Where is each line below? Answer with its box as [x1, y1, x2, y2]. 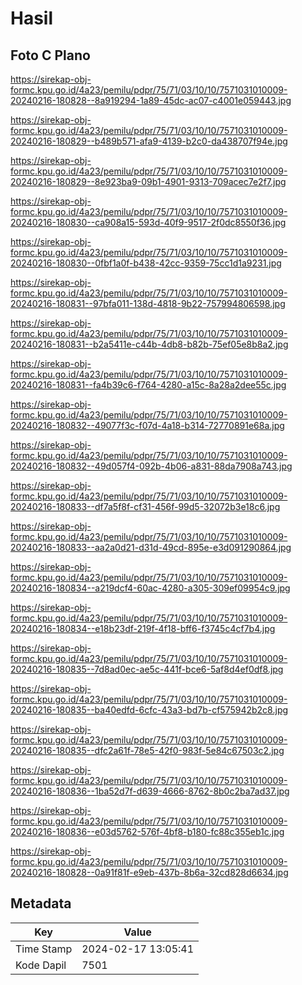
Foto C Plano [10, 47, 91, 64]
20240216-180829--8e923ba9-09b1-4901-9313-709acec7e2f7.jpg [10, 176, 287, 187]
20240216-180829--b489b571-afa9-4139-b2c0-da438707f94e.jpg [10, 135, 288, 147]
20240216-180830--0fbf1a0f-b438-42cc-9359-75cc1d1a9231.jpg [10, 257, 282, 269]
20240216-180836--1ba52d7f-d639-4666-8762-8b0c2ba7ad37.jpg [10, 785, 290, 797]
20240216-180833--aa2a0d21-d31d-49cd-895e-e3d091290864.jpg [10, 542, 292, 553]
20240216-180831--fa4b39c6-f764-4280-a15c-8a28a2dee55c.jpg [10, 379, 287, 391]
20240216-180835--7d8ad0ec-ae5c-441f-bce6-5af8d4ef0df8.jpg [10, 663, 284, 675]
